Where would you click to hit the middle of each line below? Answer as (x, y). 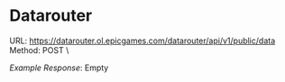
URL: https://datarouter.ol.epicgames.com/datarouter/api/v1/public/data (142, 41)
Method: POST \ (39, 50)
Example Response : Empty (59, 68)
